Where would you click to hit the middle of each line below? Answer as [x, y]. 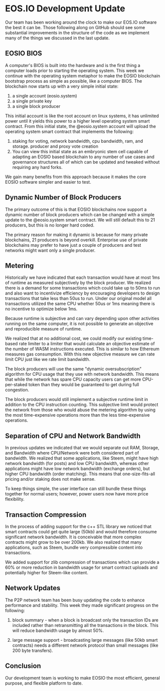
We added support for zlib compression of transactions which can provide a [82, 562]
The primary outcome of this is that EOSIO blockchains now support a [76, 209]
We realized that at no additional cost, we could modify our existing [73, 338]
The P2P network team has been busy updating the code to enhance [75, 600]
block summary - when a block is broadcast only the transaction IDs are [85, 620]
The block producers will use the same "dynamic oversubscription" [73, 369]
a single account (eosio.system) [45, 96]
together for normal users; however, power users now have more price [77, 494]
